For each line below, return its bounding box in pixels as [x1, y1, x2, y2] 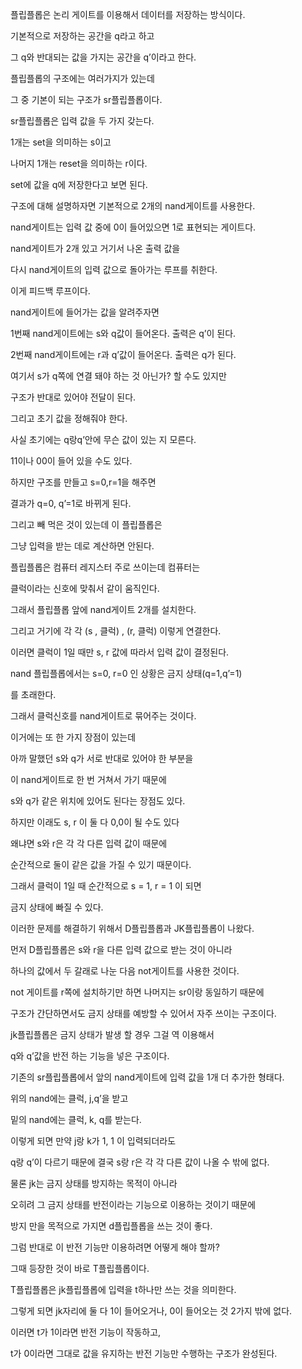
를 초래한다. [10, 689, 57, 700]
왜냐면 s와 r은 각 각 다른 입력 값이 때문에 [10, 838, 168, 849]
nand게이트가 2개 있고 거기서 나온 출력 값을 [10, 243, 181, 254]
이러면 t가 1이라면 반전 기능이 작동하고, [10, 1326, 162, 1338]
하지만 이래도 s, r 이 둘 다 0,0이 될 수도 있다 [10, 816, 180, 828]
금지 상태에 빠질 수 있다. [10, 901, 104, 913]
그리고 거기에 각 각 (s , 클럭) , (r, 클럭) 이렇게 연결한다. [10, 625, 222, 637]
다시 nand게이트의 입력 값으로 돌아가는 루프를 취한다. [10, 264, 218, 275]
